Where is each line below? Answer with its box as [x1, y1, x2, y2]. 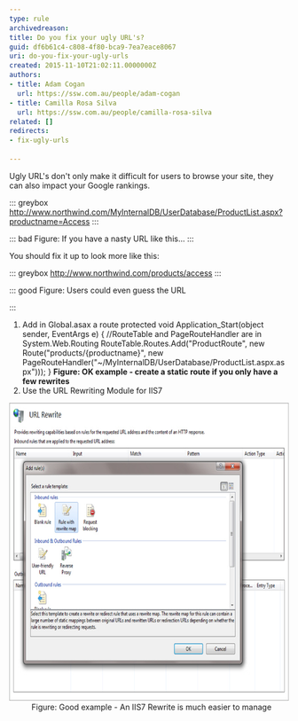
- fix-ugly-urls [9, 136, 69, 145]
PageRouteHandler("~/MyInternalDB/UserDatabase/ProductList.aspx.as [21, 357, 286, 367]
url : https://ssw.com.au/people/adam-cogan [17, 89, 180, 98]
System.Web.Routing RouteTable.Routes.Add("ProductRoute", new [21, 338, 265, 349]
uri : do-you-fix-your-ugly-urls [9, 51, 129, 61]
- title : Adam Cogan [9, 80, 86, 89]
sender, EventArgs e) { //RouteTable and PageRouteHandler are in [21, 328, 263, 339]
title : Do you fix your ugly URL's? [9, 33, 145, 42]
